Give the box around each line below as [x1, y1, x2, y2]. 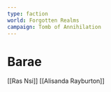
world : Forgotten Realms [7, 17, 80, 24]
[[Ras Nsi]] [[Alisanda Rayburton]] [7, 77, 105, 85]
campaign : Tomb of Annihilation [7, 23, 101, 30]
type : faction [7, 10, 49, 18]
